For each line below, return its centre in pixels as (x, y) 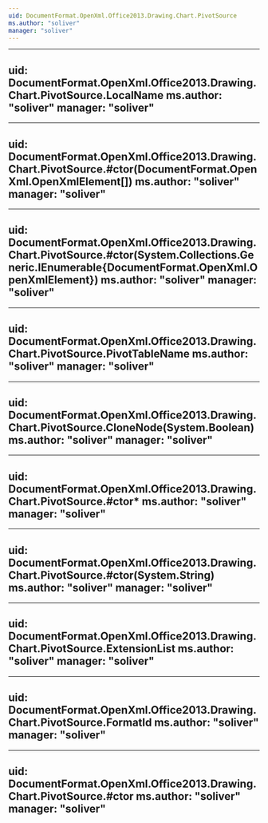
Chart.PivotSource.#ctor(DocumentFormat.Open (133, 169)
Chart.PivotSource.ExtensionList (92, 649)
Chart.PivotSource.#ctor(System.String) (112, 575)
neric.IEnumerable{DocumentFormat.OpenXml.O (133, 268)
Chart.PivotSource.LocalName (86, 95)
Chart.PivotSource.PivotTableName (99, 354)
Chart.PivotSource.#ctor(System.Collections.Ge (131, 255)
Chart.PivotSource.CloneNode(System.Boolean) (132, 428)
